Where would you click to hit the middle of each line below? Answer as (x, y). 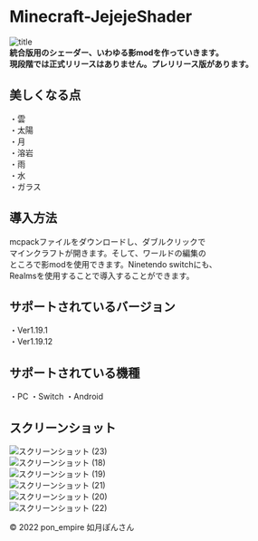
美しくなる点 (45, 96)
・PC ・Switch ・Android (57, 397)
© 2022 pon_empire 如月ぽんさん (72, 527)
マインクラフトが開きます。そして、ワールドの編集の (108, 253)
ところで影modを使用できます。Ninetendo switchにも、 (113, 264)
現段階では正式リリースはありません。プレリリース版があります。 (131, 63)
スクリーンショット (62, 428)
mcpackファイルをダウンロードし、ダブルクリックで (108, 241)
